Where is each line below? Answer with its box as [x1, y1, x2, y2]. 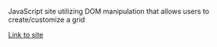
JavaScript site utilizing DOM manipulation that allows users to [8, 7, 210, 16]
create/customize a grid [8, 15, 85, 24]
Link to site [8, 31, 44, 39]
